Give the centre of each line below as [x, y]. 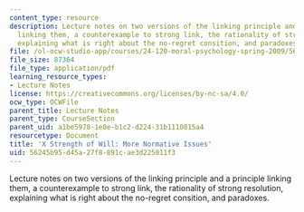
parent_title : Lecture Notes [64, 111]
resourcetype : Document [54, 136]
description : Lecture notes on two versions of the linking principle [145, 26]
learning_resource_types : [58, 77]
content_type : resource [54, 18]
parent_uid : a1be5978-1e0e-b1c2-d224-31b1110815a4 [107, 128]
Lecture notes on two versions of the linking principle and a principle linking [151, 178]
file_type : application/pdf [62, 69]
